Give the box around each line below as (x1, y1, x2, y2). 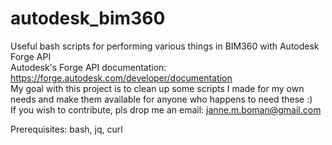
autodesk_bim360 (10, 7, 166, 30)
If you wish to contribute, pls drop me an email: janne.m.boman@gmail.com (10, 103, 322, 116)
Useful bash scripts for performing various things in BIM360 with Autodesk (10, 40, 320, 52)
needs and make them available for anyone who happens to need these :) (10, 93, 313, 105)
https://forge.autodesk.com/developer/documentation (10, 72, 233, 84)
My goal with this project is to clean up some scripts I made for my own (10, 82, 305, 94)
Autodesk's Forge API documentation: (10, 61, 167, 73)
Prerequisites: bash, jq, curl (10, 123, 123, 135)
